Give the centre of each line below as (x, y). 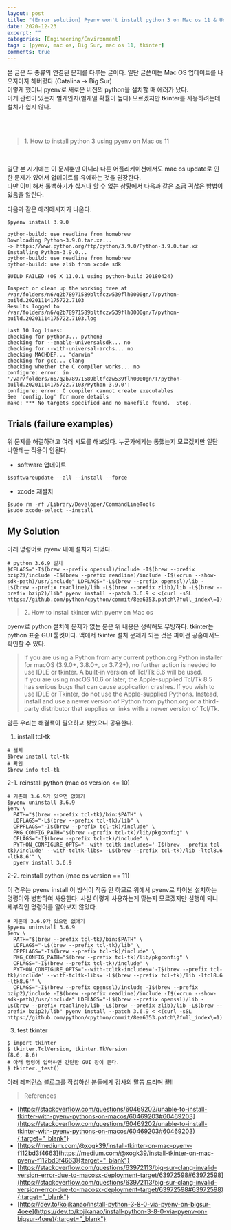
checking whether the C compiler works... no (73, 367)
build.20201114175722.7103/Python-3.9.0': (69, 385)
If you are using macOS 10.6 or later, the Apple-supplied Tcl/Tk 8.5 (118, 679)
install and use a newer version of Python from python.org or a (112, 701)
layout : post (26, 13)
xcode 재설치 (35, 491)
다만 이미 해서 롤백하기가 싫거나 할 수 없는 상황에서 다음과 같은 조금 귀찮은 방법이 (115, 186)
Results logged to (33, 306)
